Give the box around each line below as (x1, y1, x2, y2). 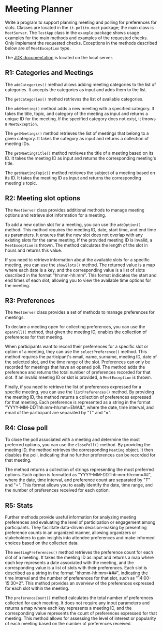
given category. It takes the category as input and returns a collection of (5, 135, 149, 141)
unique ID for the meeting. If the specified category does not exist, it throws (5, 115, 156, 122)
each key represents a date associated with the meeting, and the (5, 560, 134, 566)
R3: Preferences (5, 296, 55, 305)
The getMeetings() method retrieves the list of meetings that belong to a (5, 130, 149, 136)
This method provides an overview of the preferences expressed (25, 581, 154, 586)
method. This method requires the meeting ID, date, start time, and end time (5, 227, 156, 232)
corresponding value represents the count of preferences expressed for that (5, 610, 157, 616)
